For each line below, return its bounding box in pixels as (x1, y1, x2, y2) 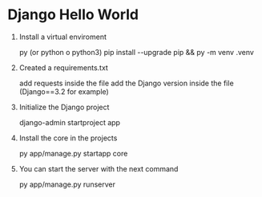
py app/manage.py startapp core (18, 148, 128, 158)
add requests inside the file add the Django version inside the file (18, 78, 234, 88)
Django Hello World (7, 6, 139, 24)
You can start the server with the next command (18, 164, 179, 173)
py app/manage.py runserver (18, 179, 115, 189)
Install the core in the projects (18, 133, 118, 143)
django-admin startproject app (18, 117, 121, 127)
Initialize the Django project (18, 102, 110, 112)
